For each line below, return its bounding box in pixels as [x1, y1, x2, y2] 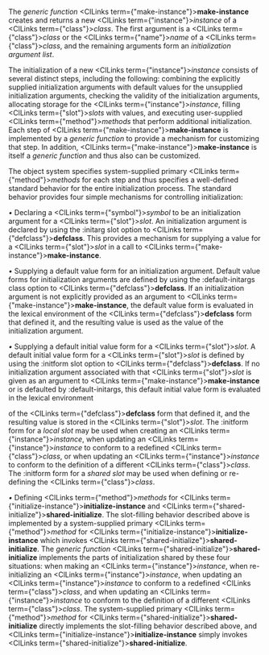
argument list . [8, 50, 55, 59]
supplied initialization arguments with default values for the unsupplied [8, 82, 243, 92]
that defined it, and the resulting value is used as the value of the [8, 317, 224, 327]
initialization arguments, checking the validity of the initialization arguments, [8, 91, 260, 100]
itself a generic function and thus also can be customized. [8, 151, 201, 160]
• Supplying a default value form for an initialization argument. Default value [8, 266, 261, 276]
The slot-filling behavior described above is [106, 510, 250, 519]
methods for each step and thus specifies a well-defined [51, 175, 239, 184]
